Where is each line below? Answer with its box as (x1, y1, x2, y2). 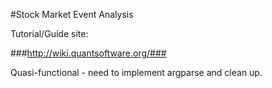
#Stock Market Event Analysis (10, 9, 134, 20)
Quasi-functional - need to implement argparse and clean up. (10, 67, 263, 78)
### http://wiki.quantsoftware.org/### (10, 47, 167, 59)
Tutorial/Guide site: (10, 28, 89, 39)
